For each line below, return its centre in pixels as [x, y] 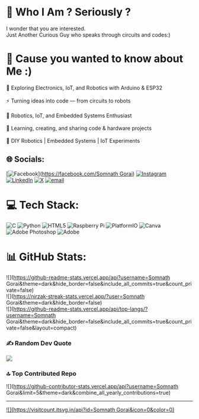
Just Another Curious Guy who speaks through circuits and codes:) [88, 34]
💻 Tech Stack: [43, 205]
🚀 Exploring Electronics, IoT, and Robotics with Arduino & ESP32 [84, 88]
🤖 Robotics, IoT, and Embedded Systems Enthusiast [69, 116]
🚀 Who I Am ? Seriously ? [69, 12]
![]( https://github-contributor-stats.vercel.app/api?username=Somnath [92, 386]
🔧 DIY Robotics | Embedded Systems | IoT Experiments [73, 140]
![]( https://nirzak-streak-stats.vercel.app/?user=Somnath [76, 296]
